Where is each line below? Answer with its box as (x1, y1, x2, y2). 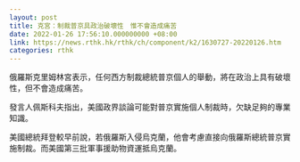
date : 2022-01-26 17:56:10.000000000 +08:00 (9, 29, 178, 38)
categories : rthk (9, 46, 74, 55)
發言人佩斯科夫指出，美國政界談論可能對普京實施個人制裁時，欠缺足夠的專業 (9, 101, 291, 112)
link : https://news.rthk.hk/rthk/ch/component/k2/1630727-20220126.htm (9, 37, 281, 47)
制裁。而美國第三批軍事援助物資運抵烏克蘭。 (16, 143, 181, 154)
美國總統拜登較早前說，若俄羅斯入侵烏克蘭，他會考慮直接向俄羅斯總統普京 (9, 132, 283, 142)
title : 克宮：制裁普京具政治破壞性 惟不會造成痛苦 (9, 21, 177, 30)
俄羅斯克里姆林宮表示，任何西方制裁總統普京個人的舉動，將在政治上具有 (9, 72, 275, 83)
